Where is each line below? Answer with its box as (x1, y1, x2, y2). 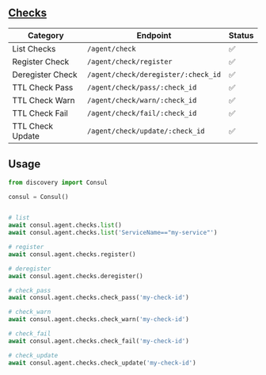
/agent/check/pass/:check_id (86, 82, 197, 92)
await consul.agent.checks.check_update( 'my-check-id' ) (8, 358, 196, 367)
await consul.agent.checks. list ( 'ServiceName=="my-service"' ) (8, 229, 218, 237)
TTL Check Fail (12, 107, 69, 118)
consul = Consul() (8, 193, 69, 201)
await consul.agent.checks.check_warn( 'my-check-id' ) (8, 316, 190, 323)
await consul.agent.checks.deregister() (8, 272, 144, 280)
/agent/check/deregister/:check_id (86, 70, 222, 78)
